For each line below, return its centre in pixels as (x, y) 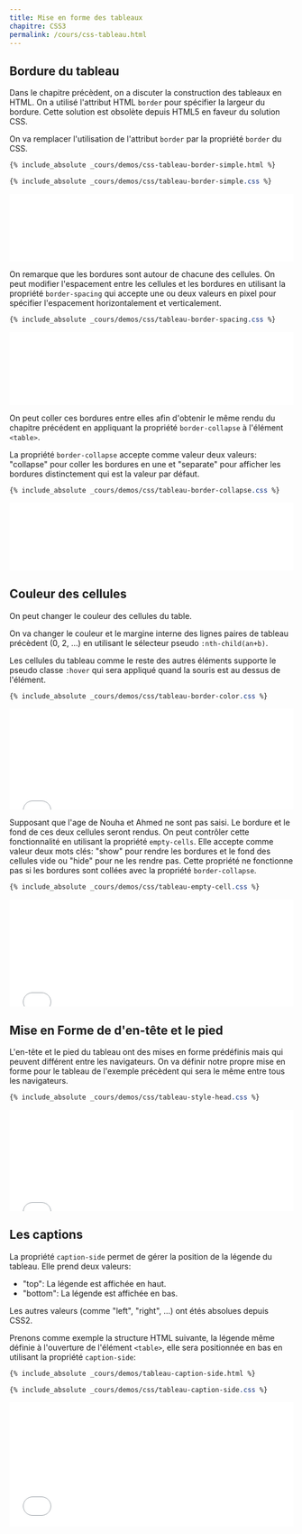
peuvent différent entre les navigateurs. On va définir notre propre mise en (147, 1062)
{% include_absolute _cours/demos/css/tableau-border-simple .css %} (141, 181)
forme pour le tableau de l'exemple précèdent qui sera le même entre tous (147, 1071)
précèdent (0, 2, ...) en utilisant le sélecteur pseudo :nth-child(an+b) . (139, 642)
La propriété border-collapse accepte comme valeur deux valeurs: (133, 454)
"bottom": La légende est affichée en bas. (100, 1293)
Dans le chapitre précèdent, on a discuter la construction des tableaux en (146, 93)
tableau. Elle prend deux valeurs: (70, 1266)
